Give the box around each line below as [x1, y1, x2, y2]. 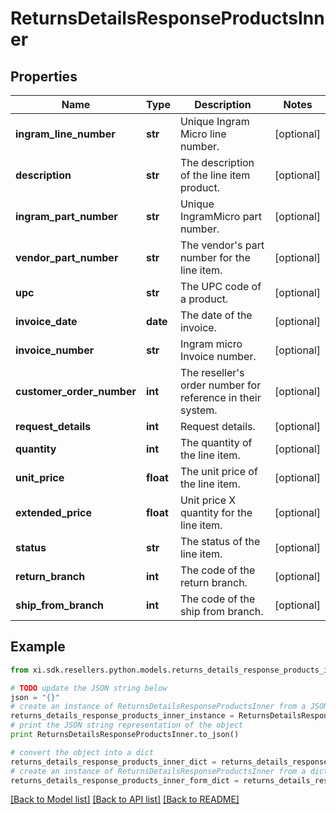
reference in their [179, 391, 262, 404]
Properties [10, 68, 78, 85]
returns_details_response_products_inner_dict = [10, 757, 217, 767]
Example [10, 638, 66, 656]
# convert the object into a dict [10, 747, 155, 757]
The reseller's [179, 366, 245, 379]
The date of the [179, 308, 253, 322]
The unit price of [179, 465, 258, 478]
